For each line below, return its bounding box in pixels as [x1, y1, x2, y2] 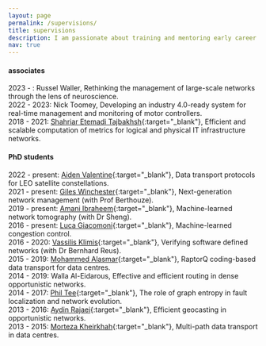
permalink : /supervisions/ [8, 19, 97, 27]
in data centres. [8, 330, 59, 340]
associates [8, 65, 45, 75]
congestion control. [8, 229, 72, 238]
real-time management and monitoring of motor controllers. [8, 109, 203, 118]
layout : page [8, 11, 51, 20]
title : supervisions [8, 26, 77, 34]
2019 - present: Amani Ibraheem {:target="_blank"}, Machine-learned [8, 203, 233, 213]
